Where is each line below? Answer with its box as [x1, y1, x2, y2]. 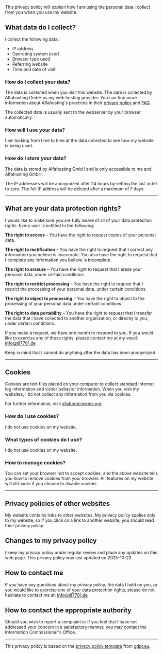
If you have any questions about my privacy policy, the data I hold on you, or [5, 582, 158, 587]
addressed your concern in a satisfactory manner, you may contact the [5, 624, 147, 630]
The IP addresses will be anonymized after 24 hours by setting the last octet [5, 180, 158, 186]
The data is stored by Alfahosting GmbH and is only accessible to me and [5, 166, 152, 172]
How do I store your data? [5, 155, 67, 162]
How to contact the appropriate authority [5, 606, 132, 615]
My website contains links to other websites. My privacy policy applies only [5, 513, 156, 518]
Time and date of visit [12, 66, 56, 72]
